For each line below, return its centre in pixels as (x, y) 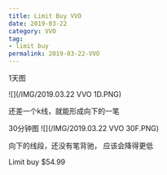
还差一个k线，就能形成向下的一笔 (64, 111)
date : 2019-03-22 (38, 24)
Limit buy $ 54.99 (37, 162)
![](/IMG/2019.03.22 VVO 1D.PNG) (65, 94)
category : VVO (33, 31)
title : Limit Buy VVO (45, 16)
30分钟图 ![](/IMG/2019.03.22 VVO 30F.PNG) (84, 128)
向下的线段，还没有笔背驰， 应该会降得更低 (81, 146)
